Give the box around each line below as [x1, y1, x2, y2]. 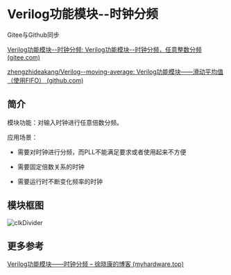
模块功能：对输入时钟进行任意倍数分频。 [7, 118, 123, 126]
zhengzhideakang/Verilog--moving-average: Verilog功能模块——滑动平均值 [7, 67, 224, 76]
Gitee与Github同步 [7, 31, 60, 39]
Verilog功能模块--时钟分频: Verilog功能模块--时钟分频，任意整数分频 [7, 45, 203, 53]
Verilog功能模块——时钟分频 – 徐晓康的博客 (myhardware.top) [7, 260, 185, 268]
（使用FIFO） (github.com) [7, 76, 84, 84]
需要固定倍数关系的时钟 [17, 162, 85, 171]
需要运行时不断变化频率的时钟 [17, 177, 103, 185]
